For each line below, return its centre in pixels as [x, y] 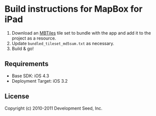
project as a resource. [34, 38]
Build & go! [23, 48]
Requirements [26, 64]
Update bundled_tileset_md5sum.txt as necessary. [63, 43]
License [17, 96]
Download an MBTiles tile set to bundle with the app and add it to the [81, 33]
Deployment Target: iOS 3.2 [40, 81]
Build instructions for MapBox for [74, 9]
